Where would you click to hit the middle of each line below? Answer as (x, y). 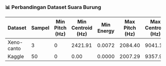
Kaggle (16, 57)
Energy (106, 31)
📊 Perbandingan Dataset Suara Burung (53, 7)
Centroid (82, 28)
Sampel (40, 28)
